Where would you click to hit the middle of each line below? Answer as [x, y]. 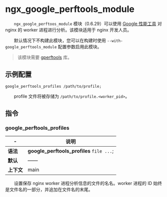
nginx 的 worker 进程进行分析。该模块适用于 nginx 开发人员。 [68, 30]
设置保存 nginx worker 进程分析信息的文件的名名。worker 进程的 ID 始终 [88, 184]
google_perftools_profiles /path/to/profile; [53, 86]
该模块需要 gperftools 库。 [45, 57]
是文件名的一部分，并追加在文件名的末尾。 [49, 190]
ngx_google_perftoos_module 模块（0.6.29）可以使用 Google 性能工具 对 [88, 23]
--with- [115, 41]
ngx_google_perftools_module [70, 9]
